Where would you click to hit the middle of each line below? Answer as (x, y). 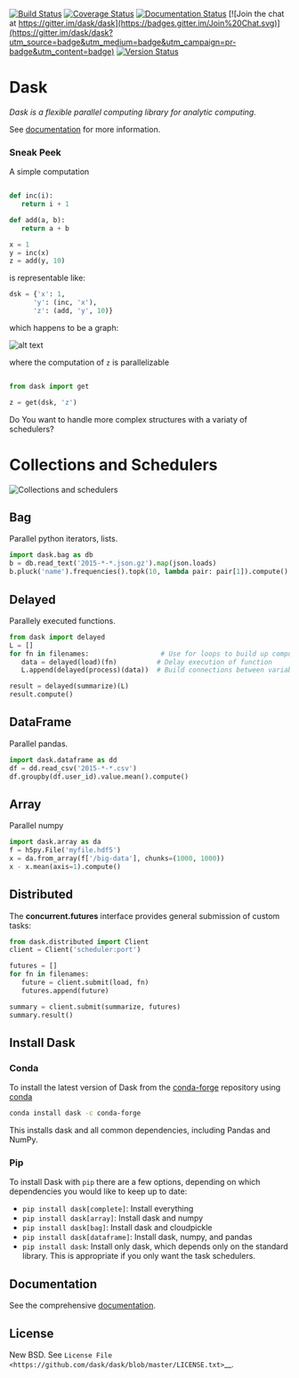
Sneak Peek (36, 152)
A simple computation (49, 172)
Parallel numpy (36, 826)
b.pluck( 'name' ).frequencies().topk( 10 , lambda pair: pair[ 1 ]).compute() (149, 572)
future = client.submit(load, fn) (85, 983)
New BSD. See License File (61, 1355)
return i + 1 (45, 205)
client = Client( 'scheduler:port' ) (75, 950)
